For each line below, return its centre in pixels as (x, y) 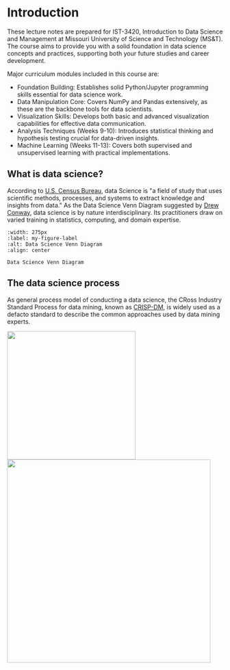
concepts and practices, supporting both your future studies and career (108, 53)
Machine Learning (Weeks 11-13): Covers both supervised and (104, 145)
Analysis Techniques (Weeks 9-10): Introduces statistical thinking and (115, 131)
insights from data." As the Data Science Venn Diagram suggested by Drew (113, 205)
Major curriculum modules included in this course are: (83, 74)
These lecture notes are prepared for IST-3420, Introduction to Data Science (115, 31)
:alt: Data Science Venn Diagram (55, 244)
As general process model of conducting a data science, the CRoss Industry (115, 300)
